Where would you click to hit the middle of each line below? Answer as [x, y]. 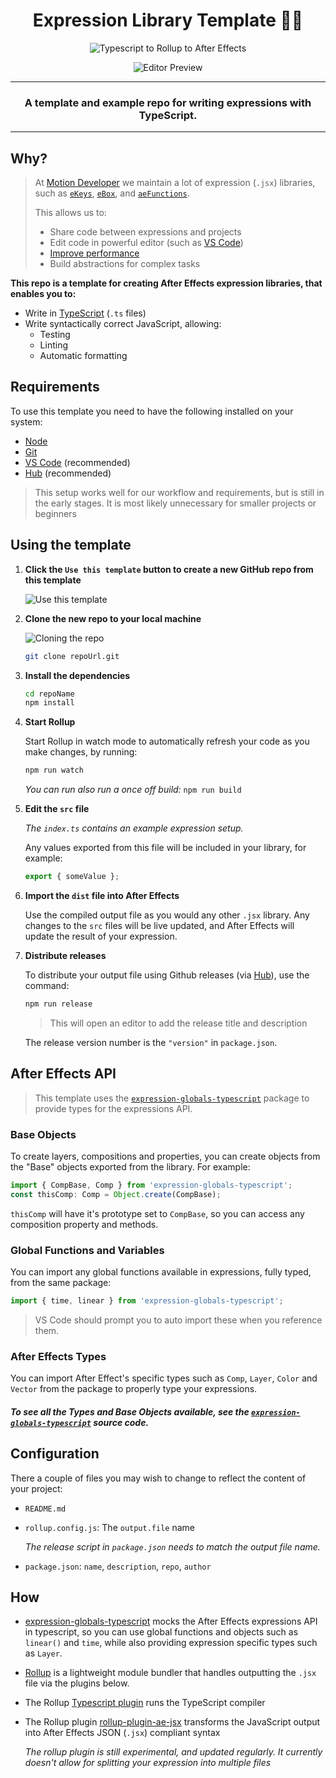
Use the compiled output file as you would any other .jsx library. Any [167, 915]
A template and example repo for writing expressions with [168, 102]
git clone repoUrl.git [72, 656]
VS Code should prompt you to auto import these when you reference [178, 1320]
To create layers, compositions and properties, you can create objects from [165, 1156]
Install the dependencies [77, 675]
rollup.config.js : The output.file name [109, 1527]
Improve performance [94, 253]
